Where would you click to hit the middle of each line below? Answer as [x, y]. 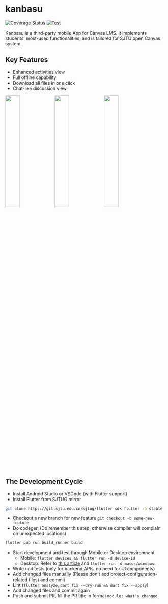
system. [13, 43]
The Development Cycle [44, 481]
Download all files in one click [44, 83]
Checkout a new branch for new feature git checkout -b [72, 518]
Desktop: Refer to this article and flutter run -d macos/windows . [88, 563]
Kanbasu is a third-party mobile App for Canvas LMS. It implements [76, 33]
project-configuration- [134, 574]
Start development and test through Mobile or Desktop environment [83, 553]
